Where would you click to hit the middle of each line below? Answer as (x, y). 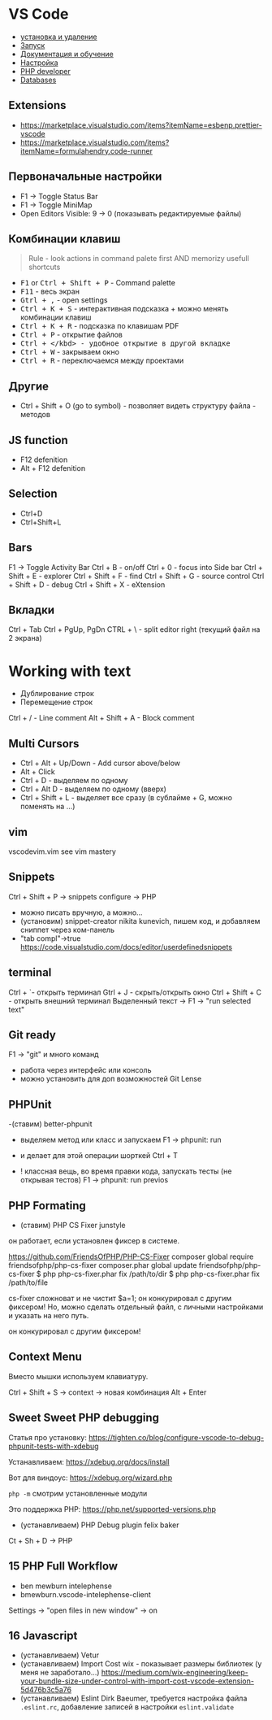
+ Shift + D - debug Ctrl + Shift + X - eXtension (87, 584)
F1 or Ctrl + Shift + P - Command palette (98, 283)
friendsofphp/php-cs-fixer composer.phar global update (103, 1265)
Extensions (37, 105)
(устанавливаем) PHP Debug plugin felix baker (99, 1525)
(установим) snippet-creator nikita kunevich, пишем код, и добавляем (140, 921)
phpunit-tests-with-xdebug (54, 1446)
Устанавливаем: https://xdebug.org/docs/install (89, 1461)
